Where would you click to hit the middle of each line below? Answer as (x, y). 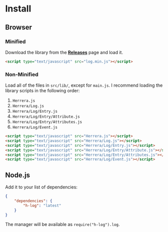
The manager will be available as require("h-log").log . (62, 224)
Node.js (18, 175)
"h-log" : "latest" (42, 205)
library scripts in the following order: (42, 91)
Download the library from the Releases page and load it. (64, 52)
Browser (19, 27)
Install (18, 9)
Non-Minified (22, 74)
